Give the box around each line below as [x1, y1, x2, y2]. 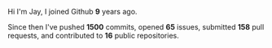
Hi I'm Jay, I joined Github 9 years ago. [7, 7, 138, 16]
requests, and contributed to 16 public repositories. [7, 31, 180, 40]
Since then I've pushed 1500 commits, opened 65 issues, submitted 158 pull [7, 22, 265, 31]
